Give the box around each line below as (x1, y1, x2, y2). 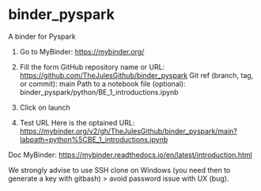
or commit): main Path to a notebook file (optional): (19, 79, 186, 88)
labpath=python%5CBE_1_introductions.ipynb (19, 134, 168, 144)
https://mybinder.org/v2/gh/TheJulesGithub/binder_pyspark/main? (19, 126, 237, 136)
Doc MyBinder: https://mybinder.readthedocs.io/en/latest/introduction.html (8, 150, 253, 159)
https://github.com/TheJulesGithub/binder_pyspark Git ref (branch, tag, (19, 70, 254, 80)
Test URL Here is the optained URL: (19, 118, 135, 127)
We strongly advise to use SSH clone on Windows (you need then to (8, 165, 231, 174)
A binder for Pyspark (8, 32, 77, 41)
